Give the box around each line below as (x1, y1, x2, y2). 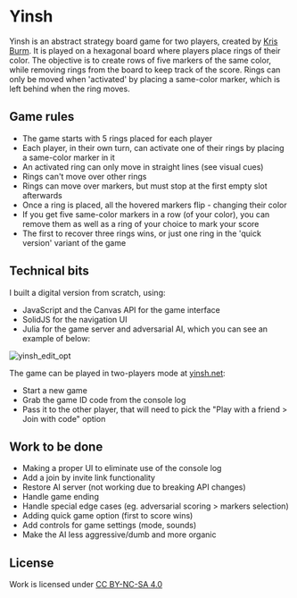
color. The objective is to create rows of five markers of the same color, (9, 55, 272, 65)
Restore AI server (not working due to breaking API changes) (21, 482, 247, 493)
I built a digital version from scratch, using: (9, 287, 167, 298)
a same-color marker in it (21, 152, 116, 163)
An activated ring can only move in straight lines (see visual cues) (21, 161, 264, 172)
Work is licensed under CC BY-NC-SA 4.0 (9, 579, 163, 590)
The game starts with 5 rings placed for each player (21, 132, 212, 144)
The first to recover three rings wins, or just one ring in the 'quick (21, 228, 261, 239)
